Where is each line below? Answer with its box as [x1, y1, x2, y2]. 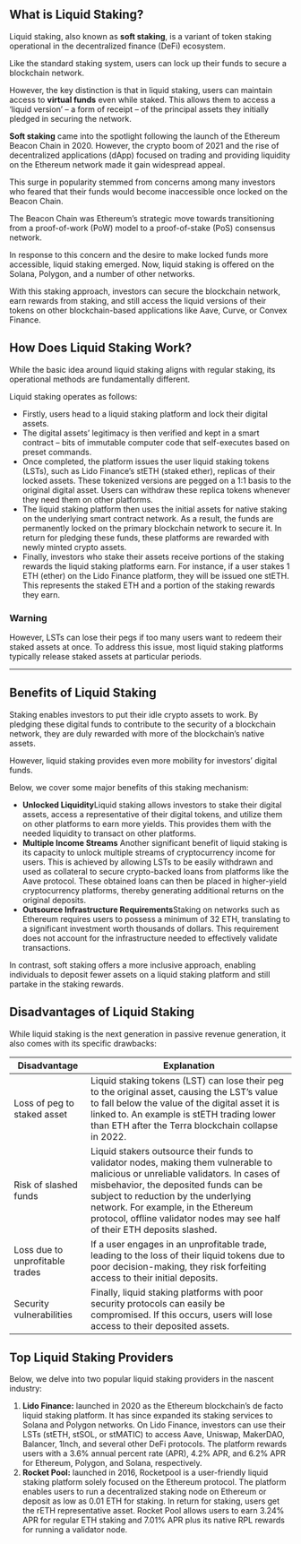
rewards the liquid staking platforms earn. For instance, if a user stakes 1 [21, 560, 290, 572]
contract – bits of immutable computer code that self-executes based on [21, 436, 290, 447]
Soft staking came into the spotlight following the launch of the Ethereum [9, 130, 280, 142]
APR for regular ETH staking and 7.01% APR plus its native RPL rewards [21, 1514, 285, 1526]
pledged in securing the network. [9, 113, 132, 124]
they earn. [21, 589, 61, 599]
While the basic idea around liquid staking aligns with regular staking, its [9, 364, 276, 375]
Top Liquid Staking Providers [9, 1350, 174, 1365]
